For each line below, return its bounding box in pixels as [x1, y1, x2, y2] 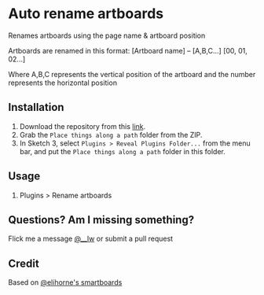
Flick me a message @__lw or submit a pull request [8, 234, 174, 244]
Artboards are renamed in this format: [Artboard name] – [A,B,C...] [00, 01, [8, 46, 247, 55]
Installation [8, 101, 64, 114]
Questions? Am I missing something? [8, 213, 195, 227]
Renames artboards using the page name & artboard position [8, 31, 206, 40]
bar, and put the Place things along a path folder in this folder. [19, 146, 226, 156]
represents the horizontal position [8, 78, 118, 87]
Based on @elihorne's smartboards [8, 278, 123, 287]
